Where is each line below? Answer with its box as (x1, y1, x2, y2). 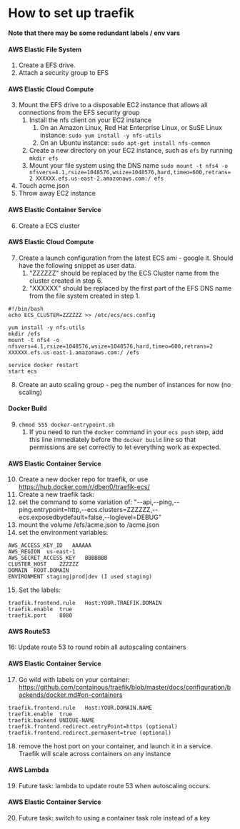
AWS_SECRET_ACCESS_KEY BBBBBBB (8, 555, 108, 562)
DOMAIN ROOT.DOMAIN (8, 567, 70, 574)
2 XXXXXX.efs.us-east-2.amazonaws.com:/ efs (29, 175, 164, 183)
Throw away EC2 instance (18, 189, 96, 198)
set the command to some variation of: (18, 498, 133, 506)
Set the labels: (18, 586, 61, 594)
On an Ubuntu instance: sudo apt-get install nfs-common (39, 139, 211, 147)
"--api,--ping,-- (134, 498, 180, 506)
